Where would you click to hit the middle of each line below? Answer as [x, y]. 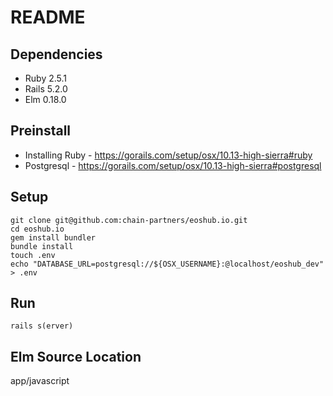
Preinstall [41, 131]
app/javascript [40, 381]
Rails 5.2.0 [46, 89]
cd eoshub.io [37, 229]
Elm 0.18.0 [45, 99]
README [48, 17]
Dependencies [56, 54]
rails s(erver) [42, 326]
